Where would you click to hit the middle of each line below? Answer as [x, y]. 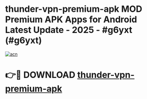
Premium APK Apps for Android [71, 19]
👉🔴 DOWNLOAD [40, 75]
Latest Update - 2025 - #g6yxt [69, 30]
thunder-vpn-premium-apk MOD [74, 9]
